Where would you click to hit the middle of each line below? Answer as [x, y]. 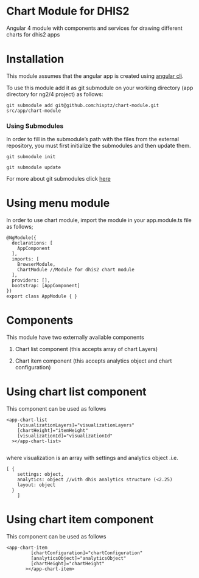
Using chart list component [77, 392]
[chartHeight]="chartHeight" [68, 563]
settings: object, [40, 474]
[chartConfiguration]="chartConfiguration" [87, 553]
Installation [35, 59]
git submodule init [31, 157]
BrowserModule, [37, 265]
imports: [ [26, 259]
